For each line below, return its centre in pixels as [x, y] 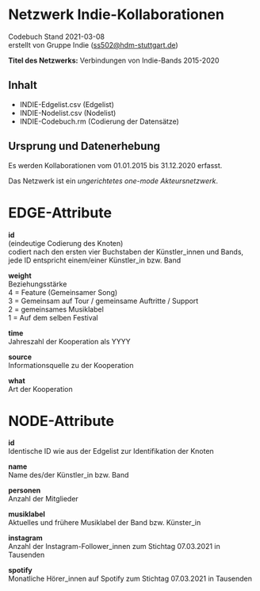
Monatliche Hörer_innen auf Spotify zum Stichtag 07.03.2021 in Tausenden [130, 579]
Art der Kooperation [40, 389]
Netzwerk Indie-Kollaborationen [116, 15]
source [20, 357]
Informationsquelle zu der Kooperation [71, 365]
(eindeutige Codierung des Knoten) [66, 243]
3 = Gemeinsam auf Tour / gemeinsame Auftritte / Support [103, 301]
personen [25, 490]
